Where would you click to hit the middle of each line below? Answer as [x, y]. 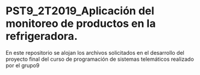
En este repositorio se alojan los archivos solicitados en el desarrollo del [95, 52]
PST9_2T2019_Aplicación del [80, 11]
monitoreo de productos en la [81, 24]
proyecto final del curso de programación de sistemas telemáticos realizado [100, 59]
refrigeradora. [42, 36]
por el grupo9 [23, 65]
